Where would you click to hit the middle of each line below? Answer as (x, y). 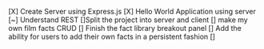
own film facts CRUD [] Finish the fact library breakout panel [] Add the (125, 28)
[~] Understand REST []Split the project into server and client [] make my (128, 20)
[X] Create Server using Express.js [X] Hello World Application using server (132, 11)
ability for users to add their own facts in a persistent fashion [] (112, 36)
